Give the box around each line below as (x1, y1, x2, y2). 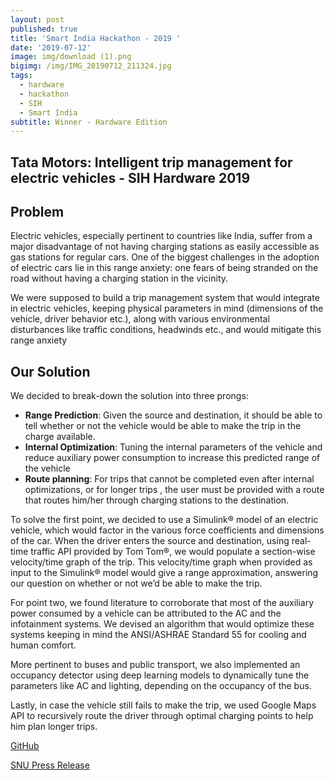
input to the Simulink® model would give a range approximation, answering (10, 567, 319, 579)
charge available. (24, 431, 96, 443)
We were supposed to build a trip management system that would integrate (10, 292, 320, 304)
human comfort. (10, 639, 77, 651)
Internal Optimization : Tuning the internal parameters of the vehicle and (24, 441, 323, 453)
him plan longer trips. (10, 721, 98, 733)
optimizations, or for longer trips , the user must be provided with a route (24, 484, 325, 496)
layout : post (10, 14, 65, 25)
